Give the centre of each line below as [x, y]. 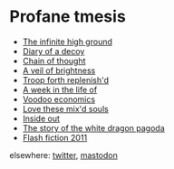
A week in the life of [60, 89]
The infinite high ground [68, 42]
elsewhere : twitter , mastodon [63, 155]
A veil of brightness [59, 70]
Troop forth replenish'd [66, 80]
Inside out [41, 118]
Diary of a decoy [53, 51]
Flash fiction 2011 [55, 137]
